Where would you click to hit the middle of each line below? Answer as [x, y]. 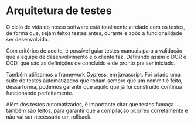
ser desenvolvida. [28, 39]
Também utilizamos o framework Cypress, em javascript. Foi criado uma [93, 74]
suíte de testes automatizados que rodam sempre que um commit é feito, [94, 81]
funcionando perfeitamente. [40, 93]
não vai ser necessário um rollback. [49, 117]
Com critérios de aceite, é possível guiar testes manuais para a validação [94, 50]
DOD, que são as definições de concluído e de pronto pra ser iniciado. [91, 63]
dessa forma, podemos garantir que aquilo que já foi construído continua [94, 86]
